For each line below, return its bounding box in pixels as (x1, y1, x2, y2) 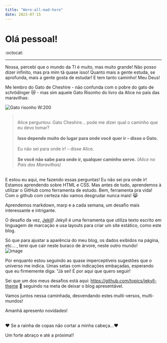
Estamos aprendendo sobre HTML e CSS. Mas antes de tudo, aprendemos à (5, 182, 162, 188)
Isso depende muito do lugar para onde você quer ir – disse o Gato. (17, 135, 158, 141)
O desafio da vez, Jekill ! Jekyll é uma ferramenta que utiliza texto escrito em (5, 217, 162, 223)
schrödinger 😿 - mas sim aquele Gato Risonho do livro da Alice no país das (5, 90, 160, 96)
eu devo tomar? (17, 125, 50, 131)
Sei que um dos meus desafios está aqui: (5, 278, 89, 284)
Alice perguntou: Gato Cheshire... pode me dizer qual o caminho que (17, 119, 158, 125)
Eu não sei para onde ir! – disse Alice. (17, 146, 94, 152)
